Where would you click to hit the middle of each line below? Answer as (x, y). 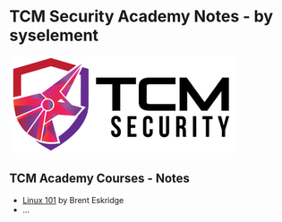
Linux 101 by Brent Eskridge (73, 200)
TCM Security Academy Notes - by (141, 17)
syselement (54, 35)
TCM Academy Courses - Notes (100, 179)
